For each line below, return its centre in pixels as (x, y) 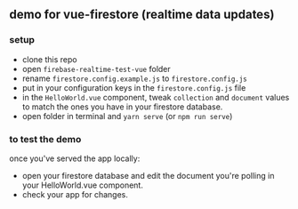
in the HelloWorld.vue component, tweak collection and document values (156, 97)
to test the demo (45, 139)
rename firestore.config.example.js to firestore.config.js (134, 78)
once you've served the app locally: (75, 158)
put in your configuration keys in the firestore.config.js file (134, 87)
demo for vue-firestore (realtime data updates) (142, 15)
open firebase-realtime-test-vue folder (96, 68)
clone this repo (49, 59)
